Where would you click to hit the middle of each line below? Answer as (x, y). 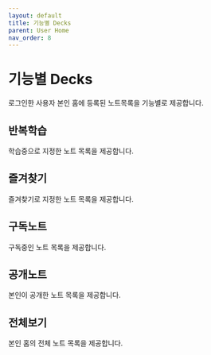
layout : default (35, 15)
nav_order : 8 (30, 38)
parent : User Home (39, 30)
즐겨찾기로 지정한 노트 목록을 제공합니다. (71, 199)
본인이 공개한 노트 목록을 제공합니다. (64, 295)
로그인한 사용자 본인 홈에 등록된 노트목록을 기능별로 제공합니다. (106, 103)
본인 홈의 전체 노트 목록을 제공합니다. (66, 343)
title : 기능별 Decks (40, 23)
